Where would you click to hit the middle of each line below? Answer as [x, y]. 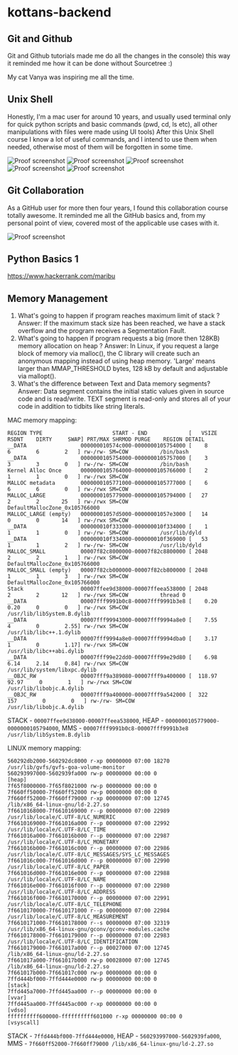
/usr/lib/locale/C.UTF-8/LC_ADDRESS [61, 892]
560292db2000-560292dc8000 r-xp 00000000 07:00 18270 [89, 761]
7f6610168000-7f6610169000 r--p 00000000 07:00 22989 [89, 811]
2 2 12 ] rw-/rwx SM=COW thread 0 [97, 595]
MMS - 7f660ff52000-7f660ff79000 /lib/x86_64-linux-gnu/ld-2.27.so [110, 1044]
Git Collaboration [46, 190]
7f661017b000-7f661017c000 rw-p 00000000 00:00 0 [82, 973]
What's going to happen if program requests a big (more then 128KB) [119, 338]
